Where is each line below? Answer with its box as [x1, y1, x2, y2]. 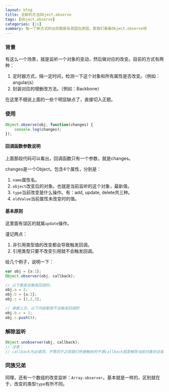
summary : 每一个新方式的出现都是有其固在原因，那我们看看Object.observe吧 [5, 26, 147, 31]
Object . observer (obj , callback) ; [5, 273, 75, 278]
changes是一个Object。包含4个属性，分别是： [5, 166, 102, 172]
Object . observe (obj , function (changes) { [5, 122, 94, 127]
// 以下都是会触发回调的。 [5, 283, 54, 288]
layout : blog [5, 7, 33, 13]
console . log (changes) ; [14, 127, 62, 132]
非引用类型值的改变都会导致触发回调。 [12, 242, 92, 248]
